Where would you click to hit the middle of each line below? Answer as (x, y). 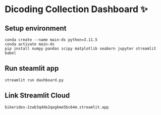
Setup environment (36, 28)
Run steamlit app (32, 68)
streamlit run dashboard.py (34, 80)
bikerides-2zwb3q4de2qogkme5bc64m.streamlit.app (57, 107)
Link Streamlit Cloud (37, 96)
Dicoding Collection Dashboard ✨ (76, 9)
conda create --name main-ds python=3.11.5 (51, 40)
